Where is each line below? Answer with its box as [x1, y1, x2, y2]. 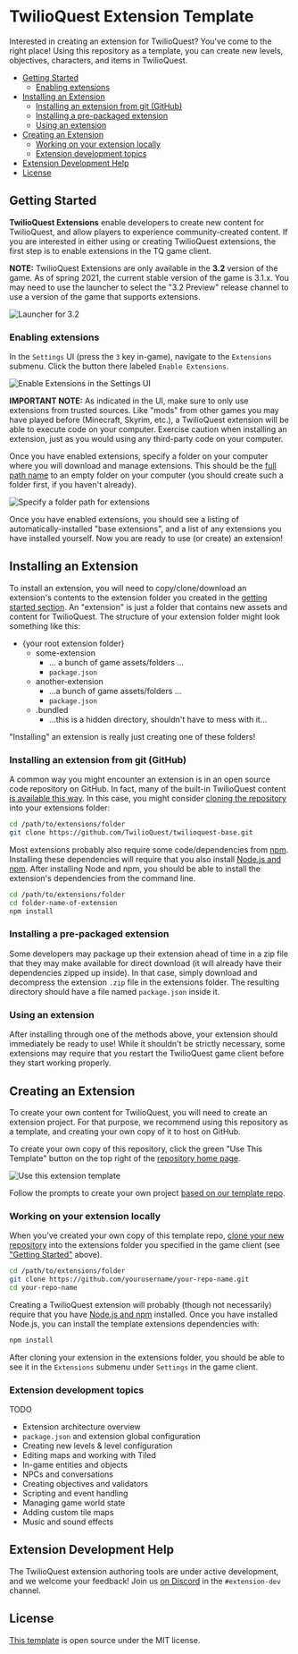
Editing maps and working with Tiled [21, 1450, 156, 1461]
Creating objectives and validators [21, 1479, 149, 1489]
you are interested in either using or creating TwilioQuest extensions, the [9, 235, 277, 247]
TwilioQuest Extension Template [9, 6, 254, 27]
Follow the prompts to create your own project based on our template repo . [9, 1187, 286, 1198]
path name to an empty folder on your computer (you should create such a [9, 470, 284, 480]
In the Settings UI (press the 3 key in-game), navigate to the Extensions [9, 352, 272, 362]
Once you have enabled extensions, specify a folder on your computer [9, 451, 269, 462]
